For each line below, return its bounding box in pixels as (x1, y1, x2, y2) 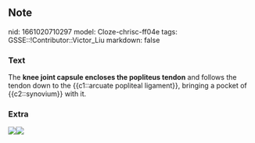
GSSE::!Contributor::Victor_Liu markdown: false (8, 35, 160, 45)
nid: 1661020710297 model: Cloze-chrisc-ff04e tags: (8, 27, 178, 36)
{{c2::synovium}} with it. (8, 89, 87, 98)
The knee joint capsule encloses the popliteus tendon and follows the (8, 73, 237, 82)
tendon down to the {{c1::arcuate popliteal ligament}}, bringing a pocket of (8, 81, 248, 91)
